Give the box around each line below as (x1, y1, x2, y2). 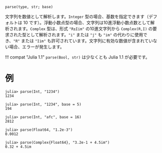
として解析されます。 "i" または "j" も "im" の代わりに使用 (26, 32, 144, 37)
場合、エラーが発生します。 (9, 44, 65, 49)
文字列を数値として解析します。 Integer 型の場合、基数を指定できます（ (5, 14, 149, 19)
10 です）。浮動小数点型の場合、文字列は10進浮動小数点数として (23, 20, 151, 25)
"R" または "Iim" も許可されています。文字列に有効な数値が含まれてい (13, 38, 153, 44)
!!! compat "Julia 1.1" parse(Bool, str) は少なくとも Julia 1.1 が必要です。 (5, 54, 150, 60)
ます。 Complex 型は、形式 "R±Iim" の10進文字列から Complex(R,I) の (18, 26, 153, 31)
